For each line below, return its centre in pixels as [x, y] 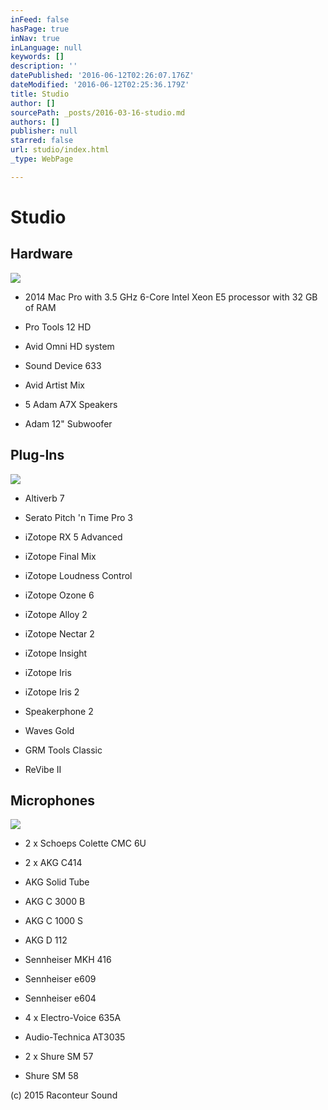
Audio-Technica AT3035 [75, 1037]
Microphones [53, 800]
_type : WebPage [42, 159]
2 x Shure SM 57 [59, 1057]
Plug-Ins [37, 455]
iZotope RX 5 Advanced [73, 537]
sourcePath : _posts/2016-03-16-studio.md [98, 112]
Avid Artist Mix [54, 385]
